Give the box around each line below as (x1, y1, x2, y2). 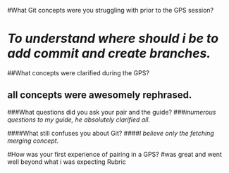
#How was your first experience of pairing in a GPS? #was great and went (7, 150, 222, 158)
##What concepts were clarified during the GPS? (7, 68, 150, 77)
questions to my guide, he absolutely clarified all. (7, 115, 150, 124)
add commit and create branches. (7, 46, 211, 62)
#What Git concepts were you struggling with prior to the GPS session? (7, 6, 214, 14)
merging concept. (7, 136, 59, 145)
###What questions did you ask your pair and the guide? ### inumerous (7, 108, 216, 116)
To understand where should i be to (7, 31, 219, 46)
